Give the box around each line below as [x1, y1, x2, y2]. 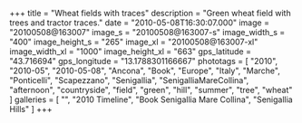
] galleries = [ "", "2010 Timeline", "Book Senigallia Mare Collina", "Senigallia [9, 94, 293, 105]
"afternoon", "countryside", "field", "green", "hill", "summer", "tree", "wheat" [9, 85, 293, 95]
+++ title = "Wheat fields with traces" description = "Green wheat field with [9, 8, 292, 18]
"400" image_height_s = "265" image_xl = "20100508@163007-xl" [9, 36, 258, 47]
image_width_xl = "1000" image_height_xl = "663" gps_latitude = [9, 46, 252, 57]
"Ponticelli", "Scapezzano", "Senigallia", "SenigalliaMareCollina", [9, 75, 249, 85]
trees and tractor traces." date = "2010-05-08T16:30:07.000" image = [9, 17, 270, 28]
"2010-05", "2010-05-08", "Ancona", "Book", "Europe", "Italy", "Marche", [9, 65, 281, 76]
